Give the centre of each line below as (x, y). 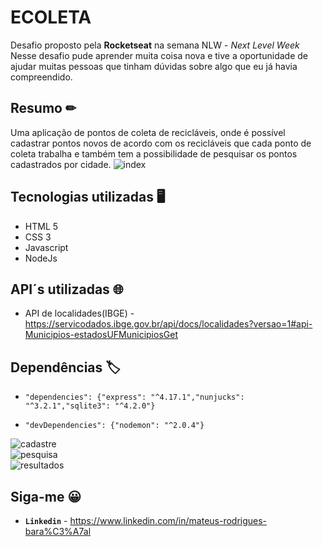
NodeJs (41, 258)
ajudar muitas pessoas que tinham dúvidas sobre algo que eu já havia (154, 66)
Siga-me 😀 (46, 496)
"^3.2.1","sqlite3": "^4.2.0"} (90, 406)
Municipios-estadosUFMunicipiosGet (101, 335)
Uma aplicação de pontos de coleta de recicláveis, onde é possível (148, 132)
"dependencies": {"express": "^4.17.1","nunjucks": (134, 397)
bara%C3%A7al (58, 531)
